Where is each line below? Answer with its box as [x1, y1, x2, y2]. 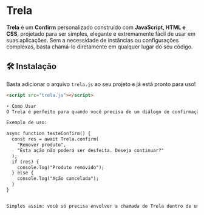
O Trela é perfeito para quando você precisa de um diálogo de [6, 108, 170, 115]
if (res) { [12, 159, 39, 165]
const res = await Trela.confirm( [12, 136, 99, 142]
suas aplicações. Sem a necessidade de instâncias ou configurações [6, 36, 179, 44]
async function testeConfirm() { [6, 131, 91, 137]
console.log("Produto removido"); [17, 164, 104, 170]
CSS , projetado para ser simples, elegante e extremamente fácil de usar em [6, 30, 195, 37]
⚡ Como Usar [6, 103, 36, 109]
